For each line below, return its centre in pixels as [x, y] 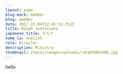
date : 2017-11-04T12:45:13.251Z [40, 24]
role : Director [22, 43]
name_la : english [24, 39]
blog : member [19, 19]
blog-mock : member [25, 15]
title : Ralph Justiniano [32, 29]
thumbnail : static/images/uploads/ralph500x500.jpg [61, 52]
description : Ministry [29, 48]
